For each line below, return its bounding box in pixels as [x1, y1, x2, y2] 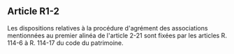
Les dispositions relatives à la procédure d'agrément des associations [7, 24, 208, 32]
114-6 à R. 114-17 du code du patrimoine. [7, 38, 124, 47]
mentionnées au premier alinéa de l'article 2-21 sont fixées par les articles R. [7, 31, 227, 39]
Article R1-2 [7, 6, 59, 17]
